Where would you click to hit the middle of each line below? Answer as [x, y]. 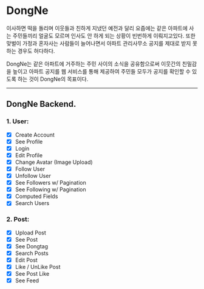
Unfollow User [33, 176]
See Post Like [32, 273]
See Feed [27, 280]
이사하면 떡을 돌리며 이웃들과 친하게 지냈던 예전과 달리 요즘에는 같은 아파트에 [97, 28]
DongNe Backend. [41, 104]
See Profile [29, 141]
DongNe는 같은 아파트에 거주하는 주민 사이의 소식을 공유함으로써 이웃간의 [93, 64]
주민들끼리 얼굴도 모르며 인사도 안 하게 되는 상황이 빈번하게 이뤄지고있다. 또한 [104, 36]
